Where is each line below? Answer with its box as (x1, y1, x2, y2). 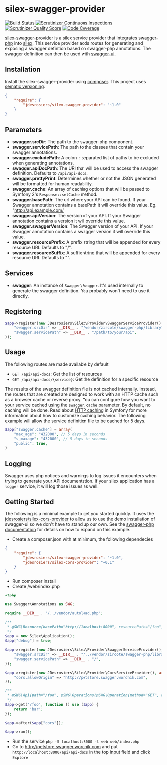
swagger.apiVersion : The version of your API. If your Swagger (12, 212, 141, 218)
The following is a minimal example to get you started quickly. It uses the (5, 510, 154, 516)
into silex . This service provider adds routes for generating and (14, 40, 143, 46)
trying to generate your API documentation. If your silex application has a (5, 478, 155, 484)
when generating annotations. (12, 160, 74, 166)
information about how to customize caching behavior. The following (5, 412, 146, 418)
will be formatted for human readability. (12, 180, 93, 187)
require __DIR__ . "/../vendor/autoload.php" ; (5, 610, 103, 616)
